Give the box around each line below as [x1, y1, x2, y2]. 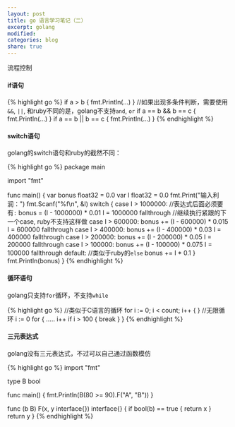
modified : [7, 30, 37, 37]
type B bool [7, 377, 41, 385]
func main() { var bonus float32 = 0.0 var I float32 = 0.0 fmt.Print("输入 [7, 191, 213, 200]
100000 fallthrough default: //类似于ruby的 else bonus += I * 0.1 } [7, 248, 196, 258]
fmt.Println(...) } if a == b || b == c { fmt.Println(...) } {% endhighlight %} [7, 114, 214, 124]
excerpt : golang [7, 23, 55, 30]
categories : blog [7, 37, 59, 44]
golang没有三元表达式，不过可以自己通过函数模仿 [7, 349, 152, 357]
